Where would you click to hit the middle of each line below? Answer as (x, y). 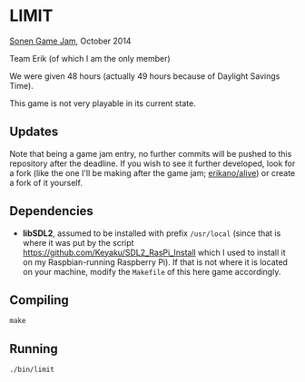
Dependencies (51, 211)
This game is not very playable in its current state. (103, 103)
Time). (21, 85)
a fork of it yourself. (46, 182)
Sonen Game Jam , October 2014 (70, 41)
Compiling (39, 300)
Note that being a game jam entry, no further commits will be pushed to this (151, 153)
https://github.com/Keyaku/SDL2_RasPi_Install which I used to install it (154, 252)
